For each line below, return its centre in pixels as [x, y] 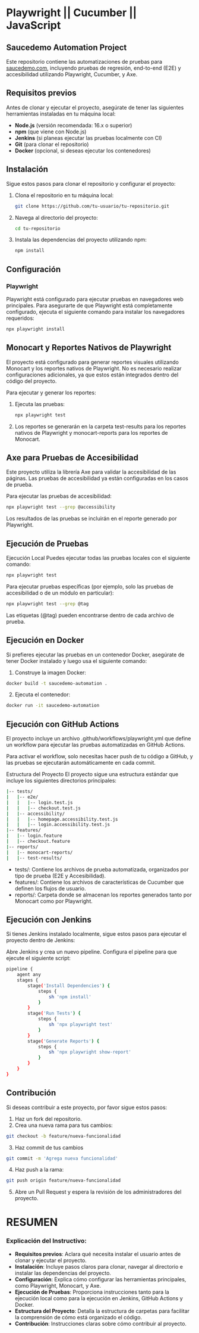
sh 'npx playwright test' [80, 1024]
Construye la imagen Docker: [50, 672]
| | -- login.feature [34, 836]
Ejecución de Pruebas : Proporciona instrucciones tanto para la [92, 1292]
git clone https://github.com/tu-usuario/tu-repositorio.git [92, 206]
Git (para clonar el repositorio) [52, 144]
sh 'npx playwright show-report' [90, 1052]
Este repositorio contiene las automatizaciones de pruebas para [84, 62]
